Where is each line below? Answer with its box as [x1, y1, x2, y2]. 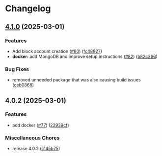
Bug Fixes [5, 66, 29, 73]
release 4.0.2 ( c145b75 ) [12, 146, 60, 152]
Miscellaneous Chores [5, 134, 60, 141]
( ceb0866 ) [12, 82, 34, 88]
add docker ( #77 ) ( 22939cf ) [12, 122, 70, 128]
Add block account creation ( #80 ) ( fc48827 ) [12, 48, 102, 54]
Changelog [5, 3, 51, 14]
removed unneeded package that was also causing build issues [12, 77, 141, 83]
